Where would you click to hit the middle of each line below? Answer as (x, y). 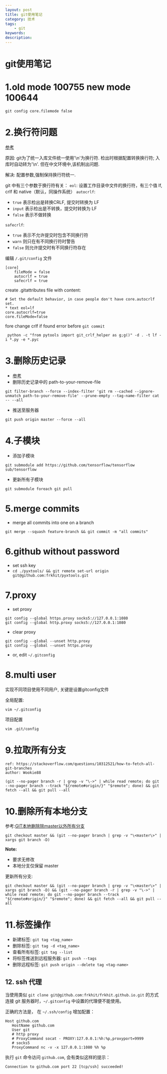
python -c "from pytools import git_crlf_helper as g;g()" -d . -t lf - (84, 335)
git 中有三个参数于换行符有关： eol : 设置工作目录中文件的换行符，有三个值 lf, (84, 185)
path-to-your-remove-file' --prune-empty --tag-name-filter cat (91, 395)
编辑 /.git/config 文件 (29, 258)
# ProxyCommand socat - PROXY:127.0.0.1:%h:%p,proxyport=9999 (78, 1039)
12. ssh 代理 (24, 982)
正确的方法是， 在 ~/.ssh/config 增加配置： (50, 1012)
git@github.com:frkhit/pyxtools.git (50, 575)
